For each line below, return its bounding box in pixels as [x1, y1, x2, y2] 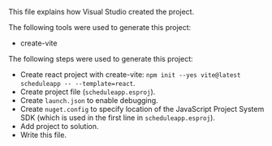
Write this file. [19, 130, 67, 140]
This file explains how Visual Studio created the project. [8, 7, 195, 16]
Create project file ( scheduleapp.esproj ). [19, 87, 156, 97]
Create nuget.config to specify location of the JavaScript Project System [19, 105, 265, 114]
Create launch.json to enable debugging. [19, 96, 158, 105]
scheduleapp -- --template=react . [19, 79, 136, 88]
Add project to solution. [19, 122, 99, 131]
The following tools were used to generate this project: [8, 23, 192, 32]
